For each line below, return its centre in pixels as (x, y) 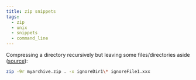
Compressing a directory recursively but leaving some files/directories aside (98, 55)
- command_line (30, 38)
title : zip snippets (31, 11)
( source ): (17, 61)
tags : (13, 17)
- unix (19, 28)
